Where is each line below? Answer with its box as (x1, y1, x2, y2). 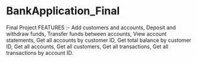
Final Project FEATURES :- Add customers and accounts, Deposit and (6, 24, 176, 31)
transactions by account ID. (6, 49, 73, 56)
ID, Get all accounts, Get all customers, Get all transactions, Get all (6, 43, 168, 50)
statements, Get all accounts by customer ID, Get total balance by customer (6, 36, 192, 44)
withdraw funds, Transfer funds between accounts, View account (6, 30, 167, 37)
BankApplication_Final (6, 4, 120, 18)
